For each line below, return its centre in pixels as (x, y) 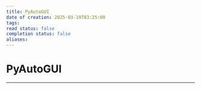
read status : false (31, 28)
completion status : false (38, 34)
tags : (13, 23)
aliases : (17, 39)
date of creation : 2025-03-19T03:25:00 (56, 17)
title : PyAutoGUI (28, 12)
